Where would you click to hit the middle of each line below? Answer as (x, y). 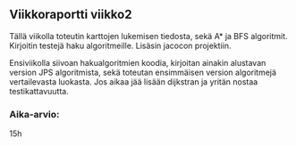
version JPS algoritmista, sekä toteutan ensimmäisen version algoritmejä (143, 72)
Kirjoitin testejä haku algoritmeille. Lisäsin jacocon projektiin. (120, 45)
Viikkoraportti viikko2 (71, 15)
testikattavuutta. (39, 91)
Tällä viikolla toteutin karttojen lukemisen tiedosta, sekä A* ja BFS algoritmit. (148, 36)
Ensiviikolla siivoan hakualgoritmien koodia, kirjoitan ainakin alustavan (138, 62)
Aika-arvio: (34, 114)
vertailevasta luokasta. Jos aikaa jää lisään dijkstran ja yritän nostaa (134, 81)
